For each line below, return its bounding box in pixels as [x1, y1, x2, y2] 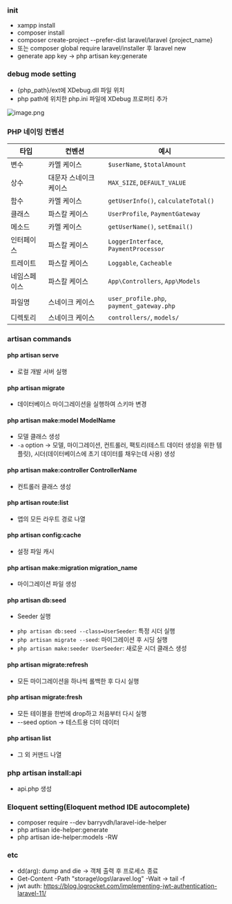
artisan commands [7, 334, 72, 344]
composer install [17, 28, 65, 37]
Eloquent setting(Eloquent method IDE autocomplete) [7, 802, 191, 812]
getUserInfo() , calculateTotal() [108, 196, 215, 205]
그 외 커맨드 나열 [17, 750, 62, 759]
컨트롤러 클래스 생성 [17, 482, 71, 490]
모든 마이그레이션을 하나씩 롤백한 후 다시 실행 [17, 676, 139, 685]
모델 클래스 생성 [17, 432, 60, 441]
